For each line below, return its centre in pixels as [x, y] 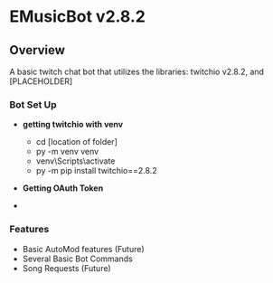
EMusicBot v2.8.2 [78, 17]
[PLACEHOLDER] [41, 81]
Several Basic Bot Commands [77, 259]
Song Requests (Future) [66, 268]
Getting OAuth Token [63, 188]
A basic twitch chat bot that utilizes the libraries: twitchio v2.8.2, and [137, 71]
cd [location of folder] [76, 142]
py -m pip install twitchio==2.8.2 [96, 171]
